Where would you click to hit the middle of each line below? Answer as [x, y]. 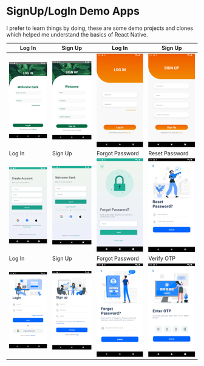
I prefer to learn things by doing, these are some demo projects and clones [100, 28]
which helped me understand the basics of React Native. [77, 34]
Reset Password [169, 153]
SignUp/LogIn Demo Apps [73, 11]
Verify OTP [162, 258]
